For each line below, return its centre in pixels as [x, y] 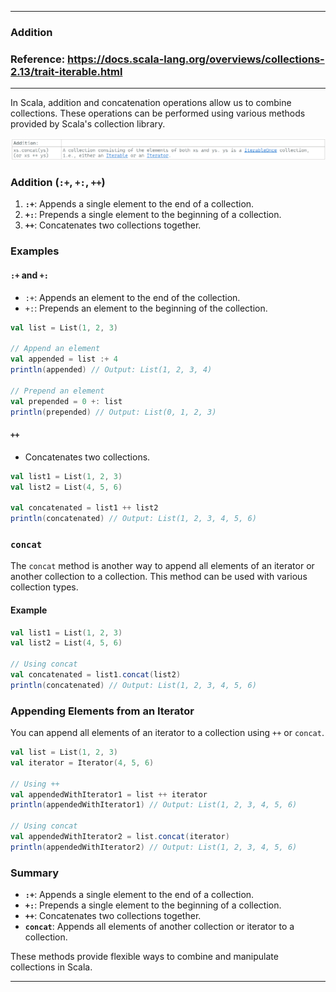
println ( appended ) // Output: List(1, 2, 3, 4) [111, 370]
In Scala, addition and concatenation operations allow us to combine [151, 103]
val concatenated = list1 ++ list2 [84, 508]
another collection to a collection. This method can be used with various [159, 577]
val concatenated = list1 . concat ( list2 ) [96, 675]
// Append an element [55, 349]
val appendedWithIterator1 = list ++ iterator [109, 794]
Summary [35, 873]
